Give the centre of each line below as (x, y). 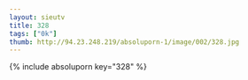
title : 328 (29, 25)
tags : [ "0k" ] (33, 33)
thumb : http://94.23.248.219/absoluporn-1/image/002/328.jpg (124, 42)
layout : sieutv (37, 17)
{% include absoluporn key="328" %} (78, 67)
